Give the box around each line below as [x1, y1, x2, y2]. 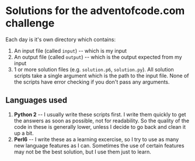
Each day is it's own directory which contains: [5, 36, 116, 43]
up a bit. [13, 129, 34, 136]
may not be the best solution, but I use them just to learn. [13, 148, 151, 155]
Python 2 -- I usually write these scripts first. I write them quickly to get [13, 111, 186, 118]
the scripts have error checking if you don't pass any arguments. [13, 78, 170, 85]
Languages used [5, 95, 68, 105]
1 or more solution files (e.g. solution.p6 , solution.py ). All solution [13, 66, 175, 73]
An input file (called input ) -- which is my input [13, 47, 127, 54]
